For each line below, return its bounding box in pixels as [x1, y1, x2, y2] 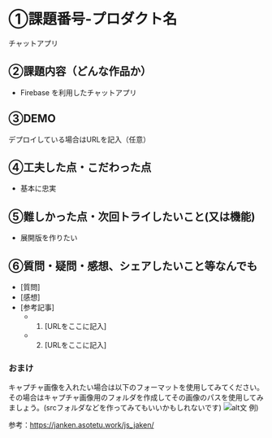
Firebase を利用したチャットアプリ [19, 87, 137, 97]
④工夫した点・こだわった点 [8, 160, 152, 174]
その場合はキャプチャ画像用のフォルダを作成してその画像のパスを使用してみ [8, 392, 264, 402]
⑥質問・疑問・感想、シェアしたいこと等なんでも [8, 259, 258, 273]
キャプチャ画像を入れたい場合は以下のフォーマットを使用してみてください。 [8, 383, 265, 392]
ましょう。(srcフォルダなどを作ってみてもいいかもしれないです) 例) [8, 403, 259, 413]
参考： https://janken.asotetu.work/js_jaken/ [8, 420, 154, 430]
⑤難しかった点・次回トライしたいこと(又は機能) [8, 209, 256, 223]
